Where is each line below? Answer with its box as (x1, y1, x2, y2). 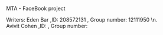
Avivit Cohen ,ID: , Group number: (6, 23, 88, 29)
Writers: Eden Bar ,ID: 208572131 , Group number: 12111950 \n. (6, 16, 158, 23)
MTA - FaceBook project (6, 5, 66, 12)
